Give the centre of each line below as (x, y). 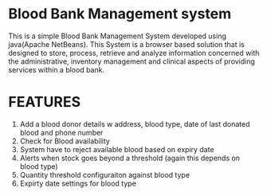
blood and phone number (61, 132)
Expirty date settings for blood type (78, 183)
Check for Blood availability (65, 141)
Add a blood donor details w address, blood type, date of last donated (135, 123)
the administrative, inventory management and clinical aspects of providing (132, 61)
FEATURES (45, 102)
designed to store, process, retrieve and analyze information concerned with (134, 53)
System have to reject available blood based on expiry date (117, 149)
